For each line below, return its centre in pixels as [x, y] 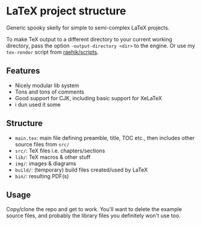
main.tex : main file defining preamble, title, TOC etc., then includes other [105, 138]
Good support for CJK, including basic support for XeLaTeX [88, 98]
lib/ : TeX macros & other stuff [53, 157]
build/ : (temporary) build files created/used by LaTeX [81, 170]
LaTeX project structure [66, 11]
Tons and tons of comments [49, 92]
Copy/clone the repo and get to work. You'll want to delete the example [94, 209]
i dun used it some [38, 104]
